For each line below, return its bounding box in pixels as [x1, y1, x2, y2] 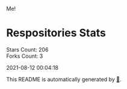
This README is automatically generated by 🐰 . [6, 75, 122, 83]
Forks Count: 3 [6, 52, 43, 60]
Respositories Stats [6, 26, 107, 40]
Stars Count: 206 [6, 46, 49, 53]
